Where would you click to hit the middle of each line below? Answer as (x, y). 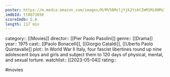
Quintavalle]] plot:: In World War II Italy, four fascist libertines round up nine (83, 49)
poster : (13, 10)
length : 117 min (22, 24)
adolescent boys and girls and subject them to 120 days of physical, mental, (84, 55)
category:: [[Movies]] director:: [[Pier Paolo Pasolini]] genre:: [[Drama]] (79, 38)
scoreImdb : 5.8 (21, 19)
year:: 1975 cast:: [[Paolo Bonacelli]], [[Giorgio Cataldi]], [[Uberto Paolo (79, 44)
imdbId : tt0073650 (25, 15)
